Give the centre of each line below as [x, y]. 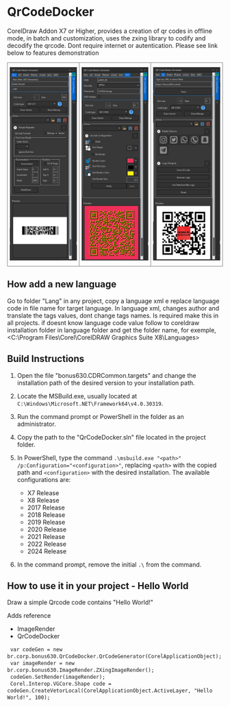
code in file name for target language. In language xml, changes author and [113, 308]
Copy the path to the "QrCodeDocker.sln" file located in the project [112, 437]
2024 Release [47, 551]
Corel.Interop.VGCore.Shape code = [61, 684]
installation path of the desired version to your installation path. [106, 383]
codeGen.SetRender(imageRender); [58, 677]
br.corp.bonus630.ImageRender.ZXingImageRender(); [81, 670]
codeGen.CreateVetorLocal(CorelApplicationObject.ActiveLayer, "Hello [110, 691]
